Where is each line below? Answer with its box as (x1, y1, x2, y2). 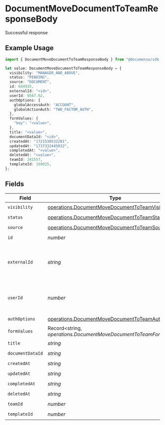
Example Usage (5, 44, 54, 52)
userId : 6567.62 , (9, 93, 45, 98)
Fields (5, 180, 25, 188)
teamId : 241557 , (9, 157, 43, 162)
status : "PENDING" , (9, 75, 50, 80)
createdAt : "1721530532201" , (9, 139, 69, 144)
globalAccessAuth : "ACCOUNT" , (14, 102, 76, 107)
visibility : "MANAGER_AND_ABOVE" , (9, 70, 80, 75)
